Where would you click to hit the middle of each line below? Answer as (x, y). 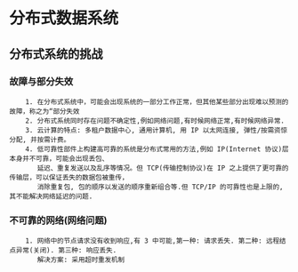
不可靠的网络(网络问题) (58, 220)
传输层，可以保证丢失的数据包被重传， (69, 177)
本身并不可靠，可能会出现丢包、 (59, 158)
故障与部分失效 (41, 81)
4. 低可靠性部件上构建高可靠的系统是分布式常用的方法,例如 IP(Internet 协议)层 (157, 149)
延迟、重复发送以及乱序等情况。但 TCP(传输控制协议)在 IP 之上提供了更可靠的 (163, 168)
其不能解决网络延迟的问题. (51, 196)
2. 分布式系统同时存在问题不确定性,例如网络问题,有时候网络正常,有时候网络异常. (155, 121)
